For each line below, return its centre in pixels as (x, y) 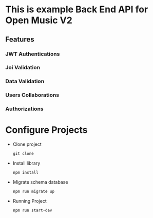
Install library (26, 163)
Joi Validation (23, 68)
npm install (25, 173)
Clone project (27, 144)
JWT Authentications (33, 54)
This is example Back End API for (77, 9)
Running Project (30, 201)
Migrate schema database (40, 182)
